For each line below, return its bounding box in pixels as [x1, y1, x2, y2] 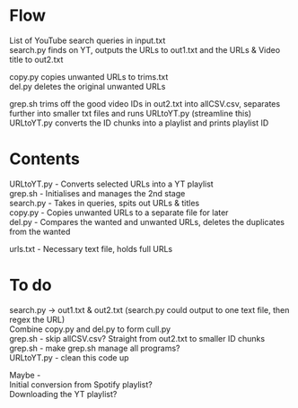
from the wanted [9, 226, 71, 237]
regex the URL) [9, 314, 66, 325]
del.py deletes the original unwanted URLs [9, 81, 166, 91]
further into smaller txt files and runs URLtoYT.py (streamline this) [9, 108, 252, 118]
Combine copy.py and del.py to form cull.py [9, 324, 171, 334]
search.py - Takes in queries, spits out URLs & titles [9, 197, 200, 208]
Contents [9, 149, 81, 169]
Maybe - [9, 369, 41, 380]
